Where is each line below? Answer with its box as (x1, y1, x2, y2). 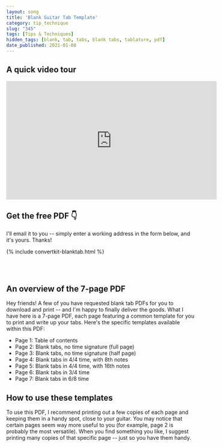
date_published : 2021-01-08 (6, 43, 77, 49)
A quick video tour (6, 64, 77, 75)
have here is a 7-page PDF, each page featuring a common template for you (6, 312, 195, 319)
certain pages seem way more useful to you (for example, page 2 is (6, 422, 174, 429)
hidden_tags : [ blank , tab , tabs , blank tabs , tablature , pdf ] (6, 37, 165, 43)
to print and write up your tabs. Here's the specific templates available (6, 319, 180, 326)
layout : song (6, 8, 39, 15)
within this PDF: (6, 325, 45, 333)
